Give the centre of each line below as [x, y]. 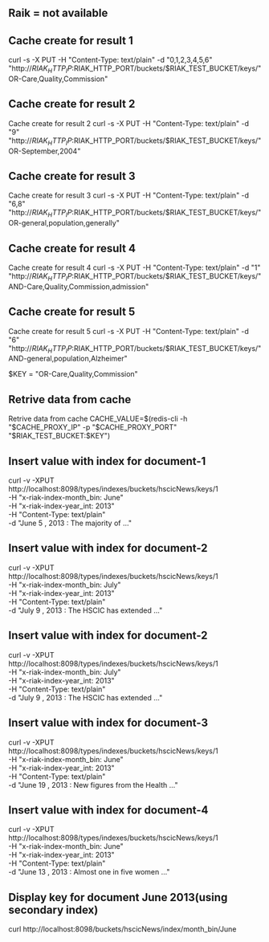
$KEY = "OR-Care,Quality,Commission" [73, 374]
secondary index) [53, 909]
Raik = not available [58, 13]
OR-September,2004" [45, 151]
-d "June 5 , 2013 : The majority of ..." [70, 523]
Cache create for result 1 [71, 41]
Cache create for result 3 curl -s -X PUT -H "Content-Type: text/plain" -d [129, 195]
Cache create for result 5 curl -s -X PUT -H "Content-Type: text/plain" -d [128, 331]
